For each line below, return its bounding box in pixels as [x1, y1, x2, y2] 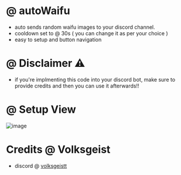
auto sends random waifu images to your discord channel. [14, 23, 155, 31]
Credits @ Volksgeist [6, 143, 111, 156]
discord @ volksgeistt [14, 162, 67, 169]
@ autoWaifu [6, 4, 70, 18]
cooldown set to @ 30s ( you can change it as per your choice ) [14, 29, 168, 36]
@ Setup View [6, 103, 76, 116]
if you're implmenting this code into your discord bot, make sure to [14, 76, 176, 83]
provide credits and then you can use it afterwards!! [14, 82, 139, 89]
